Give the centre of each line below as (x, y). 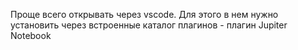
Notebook (31, 35)
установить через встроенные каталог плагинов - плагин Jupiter (149, 25)
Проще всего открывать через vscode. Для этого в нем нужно (144, 14)
